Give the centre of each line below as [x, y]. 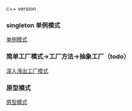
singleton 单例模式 [33, 25]
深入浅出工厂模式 [27, 71]
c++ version [21, 9]
